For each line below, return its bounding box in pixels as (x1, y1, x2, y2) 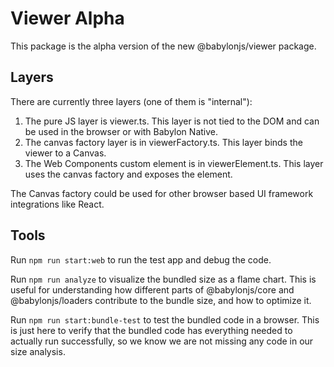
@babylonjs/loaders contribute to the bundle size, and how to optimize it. (10, 294, 312, 306)
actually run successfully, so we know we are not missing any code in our (10, 335, 314, 347)
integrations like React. (10, 198, 105, 210)
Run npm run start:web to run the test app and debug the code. (10, 253, 272, 266)
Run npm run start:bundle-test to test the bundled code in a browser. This (10, 313, 320, 326)
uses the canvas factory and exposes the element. (24, 168, 233, 180)
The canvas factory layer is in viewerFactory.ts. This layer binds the (24, 136, 303, 148)
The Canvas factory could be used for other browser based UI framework (10, 187, 314, 199)
